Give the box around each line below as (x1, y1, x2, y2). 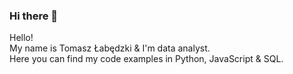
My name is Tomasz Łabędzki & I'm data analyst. (9, 42, 211, 54)
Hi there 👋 (9, 9, 59, 23)
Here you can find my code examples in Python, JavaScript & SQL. (9, 53, 284, 65)
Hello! (9, 32, 34, 44)
